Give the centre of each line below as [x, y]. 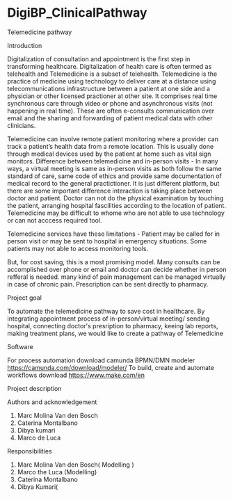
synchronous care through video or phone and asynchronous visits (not [110, 103]
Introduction [25, 45]
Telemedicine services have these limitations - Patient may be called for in [114, 234]
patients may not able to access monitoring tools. [78, 248]
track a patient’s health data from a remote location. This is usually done [111, 146]
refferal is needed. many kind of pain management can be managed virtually [116, 277]
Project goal [24, 298]
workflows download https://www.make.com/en [76, 375]
